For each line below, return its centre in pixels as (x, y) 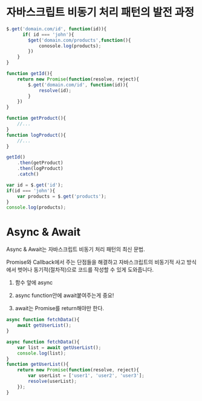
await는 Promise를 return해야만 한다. (60, 308)
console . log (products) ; (36, 207)
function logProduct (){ (36, 135)
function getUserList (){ (37, 364)
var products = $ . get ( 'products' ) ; (62, 196)
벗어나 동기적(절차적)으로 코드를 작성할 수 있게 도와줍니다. (86, 270)
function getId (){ (29, 74)
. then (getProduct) (40, 163)
